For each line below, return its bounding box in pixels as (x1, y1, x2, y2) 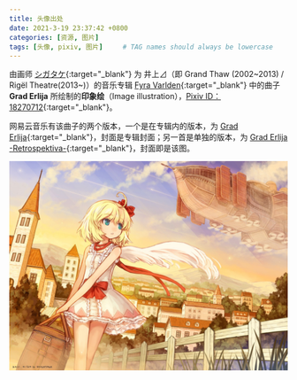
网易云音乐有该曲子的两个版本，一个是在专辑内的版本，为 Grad (9, 120, 239, 132)
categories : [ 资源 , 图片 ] (9, 33, 100, 42)
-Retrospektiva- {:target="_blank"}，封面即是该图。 (9, 143, 195, 154)
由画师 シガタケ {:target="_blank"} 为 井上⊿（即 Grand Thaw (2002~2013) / (9, 69, 285, 80)
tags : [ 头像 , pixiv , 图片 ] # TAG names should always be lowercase (9, 43, 274, 51)
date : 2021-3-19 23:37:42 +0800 (9, 23, 128, 33)
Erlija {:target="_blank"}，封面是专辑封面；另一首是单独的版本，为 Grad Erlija (9, 132, 288, 143)
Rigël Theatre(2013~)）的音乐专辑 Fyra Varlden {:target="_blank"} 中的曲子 (9, 80, 281, 90)
